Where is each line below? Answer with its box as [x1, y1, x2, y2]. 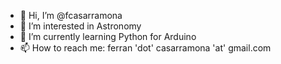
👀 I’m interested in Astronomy [19, 20, 142, 32]
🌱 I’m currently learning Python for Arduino [19, 31, 197, 42]
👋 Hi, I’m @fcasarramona [19, 10, 123, 21]
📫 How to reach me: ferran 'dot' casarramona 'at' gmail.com [19, 42, 272, 54]
